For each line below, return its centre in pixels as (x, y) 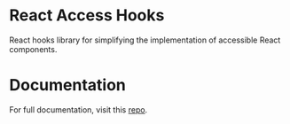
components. (33, 49)
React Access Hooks (87, 15)
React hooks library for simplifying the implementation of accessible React (145, 40)
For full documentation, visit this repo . (78, 109)
